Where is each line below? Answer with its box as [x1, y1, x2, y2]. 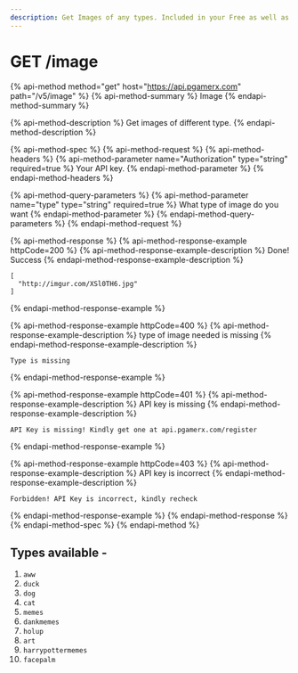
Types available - [10, 545, 108, 560]
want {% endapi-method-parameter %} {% [10, 209, 168, 219]
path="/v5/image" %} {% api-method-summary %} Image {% [10, 90, 237, 101]
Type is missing [10, 356, 70, 365]
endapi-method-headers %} [10, 172, 114, 183]
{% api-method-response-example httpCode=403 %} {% [10, 458, 221, 469]
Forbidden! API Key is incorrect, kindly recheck [10, 494, 198, 504]
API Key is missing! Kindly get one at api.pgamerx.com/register [10, 425, 257, 434]
